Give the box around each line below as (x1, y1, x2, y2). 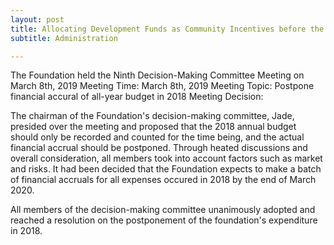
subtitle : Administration (10, 33, 118, 43)
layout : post (10, 14, 65, 25)
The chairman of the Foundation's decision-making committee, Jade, (10, 110, 295, 122)
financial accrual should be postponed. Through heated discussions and (10, 142, 308, 154)
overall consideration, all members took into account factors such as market (10, 152, 323, 165)
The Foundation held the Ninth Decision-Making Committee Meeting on (10, 69, 305, 81)
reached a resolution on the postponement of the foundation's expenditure (10, 214, 318, 226)
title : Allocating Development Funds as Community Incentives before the (10, 24, 325, 34)
